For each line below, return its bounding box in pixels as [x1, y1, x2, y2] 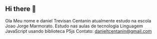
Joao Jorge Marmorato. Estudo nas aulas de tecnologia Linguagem [5, 23, 143, 29]
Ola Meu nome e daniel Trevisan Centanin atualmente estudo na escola [5, 18, 152, 23]
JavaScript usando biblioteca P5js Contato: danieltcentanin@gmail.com [5, 28, 152, 34]
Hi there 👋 [5, 5, 36, 13]
